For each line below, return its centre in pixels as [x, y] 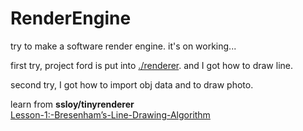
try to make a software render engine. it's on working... [123, 46]
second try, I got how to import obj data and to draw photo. [132, 84]
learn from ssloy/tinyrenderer [72, 104]
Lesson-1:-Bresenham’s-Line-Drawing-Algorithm [110, 114]
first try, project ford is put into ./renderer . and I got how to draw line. [151, 65]
